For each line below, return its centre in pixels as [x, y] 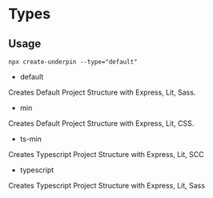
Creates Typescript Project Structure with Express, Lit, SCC [106, 154]
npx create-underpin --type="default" [73, 62]
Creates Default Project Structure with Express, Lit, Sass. [102, 92]
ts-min [30, 139]
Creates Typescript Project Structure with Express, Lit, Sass [107, 186]
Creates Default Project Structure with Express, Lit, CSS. [101, 123]
